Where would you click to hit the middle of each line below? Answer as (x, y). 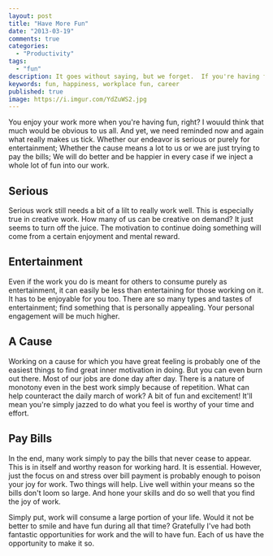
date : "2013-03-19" (41, 31)
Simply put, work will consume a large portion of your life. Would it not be (131, 517)
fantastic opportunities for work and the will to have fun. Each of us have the (136, 534)
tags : (17, 62)
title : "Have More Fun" (49, 24)
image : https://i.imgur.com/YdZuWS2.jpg (78, 99)
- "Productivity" (45, 54)
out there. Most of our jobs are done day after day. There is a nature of (127, 378)
